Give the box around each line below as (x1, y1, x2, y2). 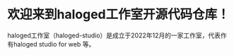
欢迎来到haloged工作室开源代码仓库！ (7, 6, 230, 23)
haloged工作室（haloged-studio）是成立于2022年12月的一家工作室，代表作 (7, 31, 228, 39)
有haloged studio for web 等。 (7, 39, 95, 48)
